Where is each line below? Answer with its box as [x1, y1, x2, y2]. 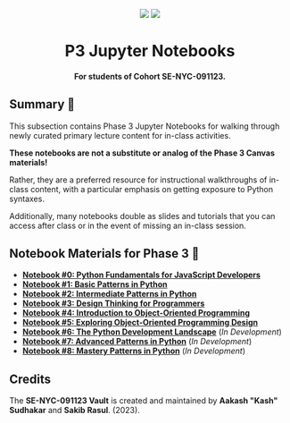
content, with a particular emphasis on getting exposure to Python [29, 183, 274, 194]
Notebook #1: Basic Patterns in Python [21, 279, 168, 290]
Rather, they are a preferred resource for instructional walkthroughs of [9, 174, 268, 185]
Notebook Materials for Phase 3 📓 [9, 246, 200, 261]
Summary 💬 [9, 97, 76, 112]
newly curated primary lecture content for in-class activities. [9, 130, 231, 140]
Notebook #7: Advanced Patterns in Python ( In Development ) [21, 336, 253, 347]
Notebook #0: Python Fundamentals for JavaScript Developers [21, 269, 261, 281]
